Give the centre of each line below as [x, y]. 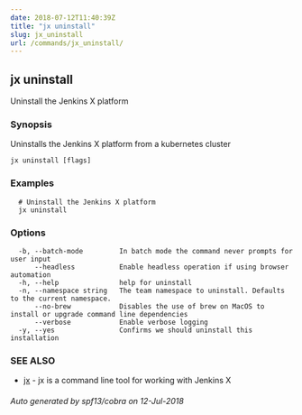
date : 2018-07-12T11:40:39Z [63, 18]
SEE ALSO [33, 360]
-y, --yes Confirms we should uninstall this [136, 330]
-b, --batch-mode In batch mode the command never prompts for [156, 251]
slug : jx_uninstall [47, 34]
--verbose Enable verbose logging [121, 322]
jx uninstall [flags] [51, 161]
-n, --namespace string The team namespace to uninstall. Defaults [151, 290]
